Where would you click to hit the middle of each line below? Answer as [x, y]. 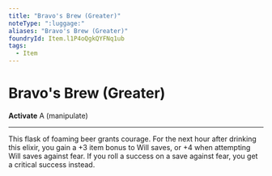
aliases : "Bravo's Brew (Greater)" [68, 31]
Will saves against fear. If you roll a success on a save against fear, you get [133, 156]
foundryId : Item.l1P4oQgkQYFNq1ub [67, 38]
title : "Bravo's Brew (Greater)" [65, 16]
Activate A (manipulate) [49, 115]
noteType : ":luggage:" [47, 23]
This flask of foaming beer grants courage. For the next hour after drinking [132, 139]
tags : [17, 46]
